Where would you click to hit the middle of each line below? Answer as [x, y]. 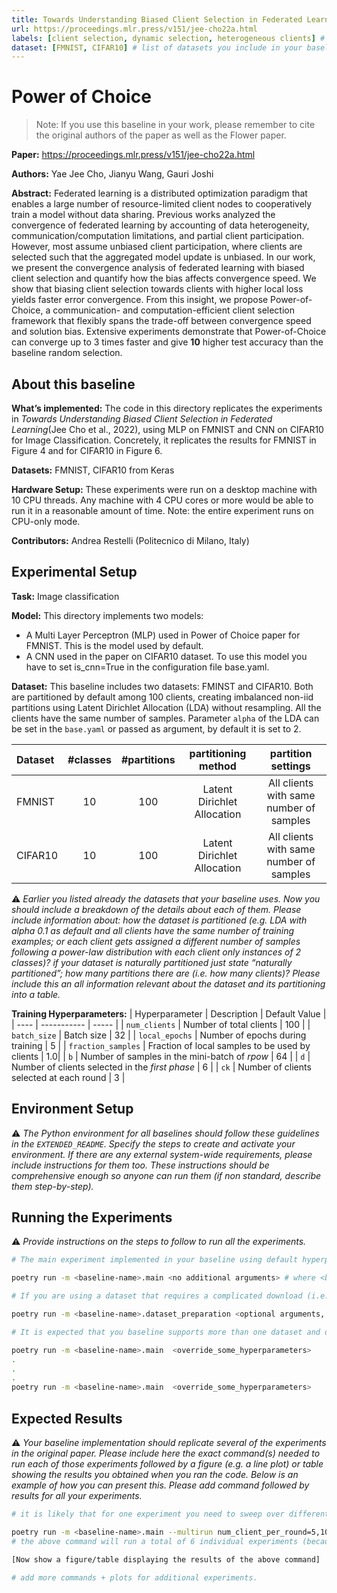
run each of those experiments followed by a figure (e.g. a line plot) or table [167, 1464]
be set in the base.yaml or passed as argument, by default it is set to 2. [156, 728]
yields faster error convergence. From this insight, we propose [140, 300]
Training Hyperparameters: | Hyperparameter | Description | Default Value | [169, 1013]
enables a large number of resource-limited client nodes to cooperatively [162, 204]
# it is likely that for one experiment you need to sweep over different [170, 1514]
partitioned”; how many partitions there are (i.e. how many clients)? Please [166, 973]
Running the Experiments [92, 1217]
